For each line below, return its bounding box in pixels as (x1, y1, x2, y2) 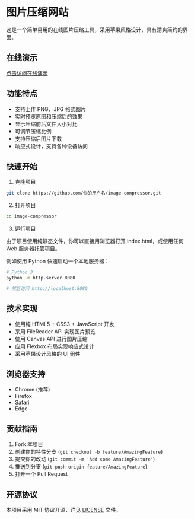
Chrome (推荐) (14, 386, 50, 393)
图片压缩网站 (6, 5, 69, 19)
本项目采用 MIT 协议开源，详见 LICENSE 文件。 (6, 507, 122, 513)
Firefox (14, 393, 33, 400)
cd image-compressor (6, 214, 58, 219)
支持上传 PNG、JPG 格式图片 (14, 105, 86, 113)
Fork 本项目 (14, 441, 43, 448)
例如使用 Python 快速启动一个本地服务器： (6, 257, 110, 265)
